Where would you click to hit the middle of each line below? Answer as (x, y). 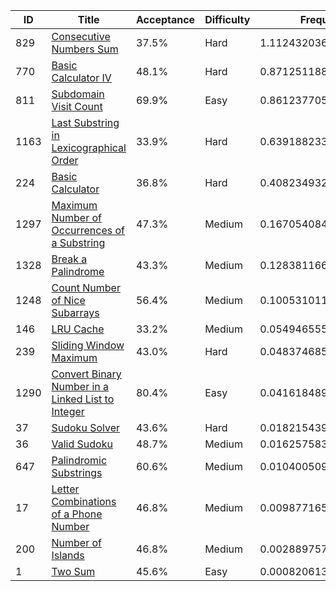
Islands (68, 555)
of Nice (68, 300)
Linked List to (83, 399)
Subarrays (75, 312)
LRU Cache (78, 329)
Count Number (86, 287)
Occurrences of (88, 230)
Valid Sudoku (82, 444)
